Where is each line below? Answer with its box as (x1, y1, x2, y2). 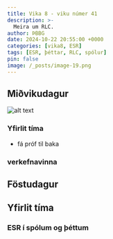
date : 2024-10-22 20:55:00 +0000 (7, 36, 104, 43)
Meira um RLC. (13, 23, 54, 30)
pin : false (7, 56, 39, 63)
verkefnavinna (7, 157, 58, 167)
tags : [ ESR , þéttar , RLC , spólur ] (7, 49, 107, 56)
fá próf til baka (17, 139, 60, 148)
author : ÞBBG (7, 29, 45, 37)
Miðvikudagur (7, 88, 69, 100)
